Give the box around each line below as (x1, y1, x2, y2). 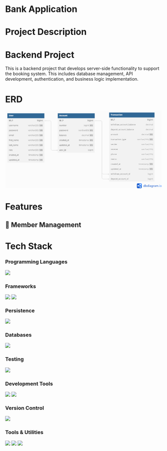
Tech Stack (5, 240, 53, 252)
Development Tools (5, 380, 53, 387)
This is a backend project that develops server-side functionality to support (5, 66, 160, 72)
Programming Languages (5, 258, 68, 265)
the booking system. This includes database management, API (5, 71, 133, 77)
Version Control (5, 404, 44, 411)
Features (5, 201, 43, 212)
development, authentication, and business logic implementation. (5, 76, 139, 82)
